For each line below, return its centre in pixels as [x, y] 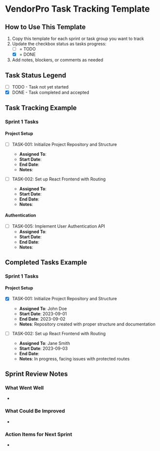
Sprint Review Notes [36, 374]
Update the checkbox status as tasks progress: [59, 44]
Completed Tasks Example [46, 262]
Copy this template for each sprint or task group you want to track [78, 38]
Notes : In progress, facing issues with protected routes [74, 359]
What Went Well [24, 388]
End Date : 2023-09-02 [42, 319]
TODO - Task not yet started [40, 87]
